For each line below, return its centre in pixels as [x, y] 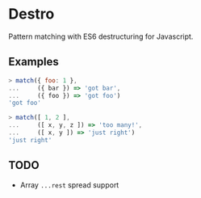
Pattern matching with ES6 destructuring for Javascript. [101, 36]
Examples [33, 62]
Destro [31, 14]
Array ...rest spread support [69, 185]
